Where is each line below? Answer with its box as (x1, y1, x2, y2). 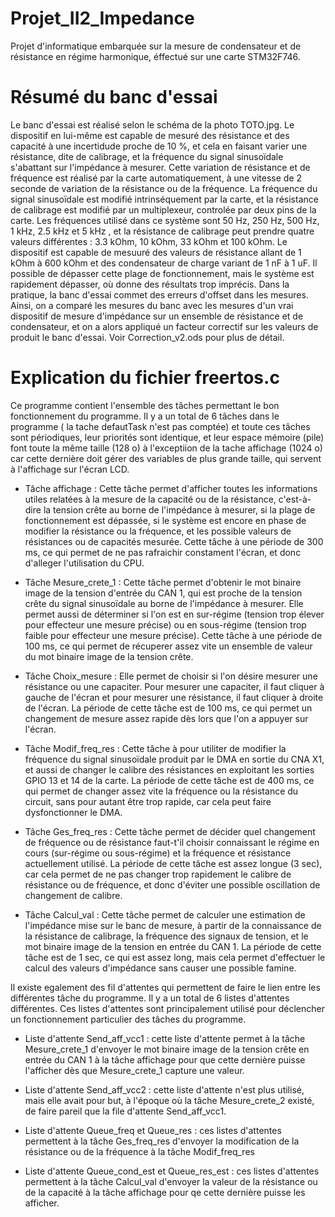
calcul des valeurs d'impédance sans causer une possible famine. (24, 962, 297, 974)
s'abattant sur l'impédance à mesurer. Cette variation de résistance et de (10, 161, 311, 173)
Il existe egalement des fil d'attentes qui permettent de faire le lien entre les (10, 981, 321, 993)
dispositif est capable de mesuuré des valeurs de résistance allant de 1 (10, 246, 302, 258)
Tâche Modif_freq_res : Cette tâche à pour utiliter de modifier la (24, 742, 287, 754)
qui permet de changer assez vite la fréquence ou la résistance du (24, 785, 299, 797)
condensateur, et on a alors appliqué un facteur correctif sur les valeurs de (10, 320, 319, 332)
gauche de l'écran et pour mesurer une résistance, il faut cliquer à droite (24, 691, 324, 703)
